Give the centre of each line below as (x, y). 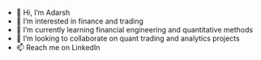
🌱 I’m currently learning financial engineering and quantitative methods (135, 30)
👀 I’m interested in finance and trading (80, 21)
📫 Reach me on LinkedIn (58, 47)
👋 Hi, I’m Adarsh (43, 13)
